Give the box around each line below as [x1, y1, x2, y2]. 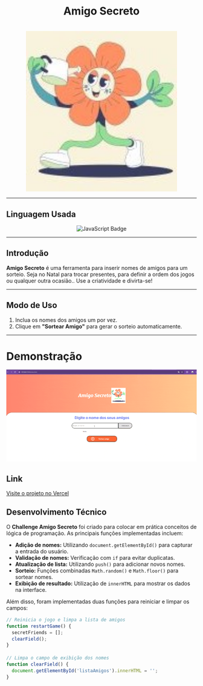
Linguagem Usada [6, 209, 76, 219]
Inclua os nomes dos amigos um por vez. [14, 316, 118, 324]
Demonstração [6, 349, 83, 363]
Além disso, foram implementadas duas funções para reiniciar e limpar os [6, 598, 190, 605]
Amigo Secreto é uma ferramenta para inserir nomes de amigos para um [6, 264, 188, 271]
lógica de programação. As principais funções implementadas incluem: [6, 530, 184, 537]
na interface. [14, 586, 47, 593]
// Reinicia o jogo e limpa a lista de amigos [6, 617, 126, 623]
